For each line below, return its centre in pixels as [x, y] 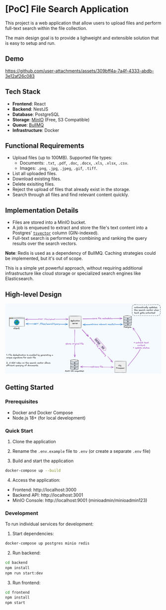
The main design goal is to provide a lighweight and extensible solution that [82, 38]
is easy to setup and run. [30, 43]
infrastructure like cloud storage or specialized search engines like [73, 273]
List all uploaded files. [35, 174]
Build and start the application [43, 461]
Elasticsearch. [19, 279]
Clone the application [34, 441]
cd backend [16, 562]
